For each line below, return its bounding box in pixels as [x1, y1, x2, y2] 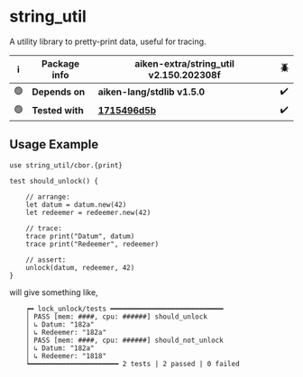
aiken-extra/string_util [134, 57, 234, 69]
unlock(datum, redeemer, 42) [25, 263, 135, 272]
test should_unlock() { [9, 176, 99, 185]
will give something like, [9, 286, 98, 298]
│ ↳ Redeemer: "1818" [25, 351, 106, 361]
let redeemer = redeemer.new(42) [25, 208, 151, 217]
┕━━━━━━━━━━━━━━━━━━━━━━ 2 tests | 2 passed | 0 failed [25, 359, 241, 368]
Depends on [32, 85, 86, 98]
